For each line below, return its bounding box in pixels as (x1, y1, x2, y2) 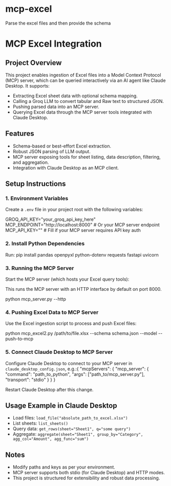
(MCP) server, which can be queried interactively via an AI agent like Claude (5, 77, 166, 83)
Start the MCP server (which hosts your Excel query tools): (5, 276, 130, 282)
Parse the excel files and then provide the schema (5, 20, 111, 26)
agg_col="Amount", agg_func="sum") (12, 436, 89, 442)
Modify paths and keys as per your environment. (12, 464, 115, 470)
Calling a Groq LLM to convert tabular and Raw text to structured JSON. (12, 98, 164, 104)
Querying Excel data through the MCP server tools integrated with (12, 109, 152, 115)
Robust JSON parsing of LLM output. (12, 148, 91, 154)
